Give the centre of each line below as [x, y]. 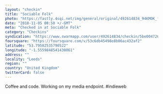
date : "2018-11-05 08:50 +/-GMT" [39, 23]
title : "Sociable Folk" [29, 14]
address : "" [17, 55]
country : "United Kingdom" [32, 68]
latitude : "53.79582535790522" [37, 46]
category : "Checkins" [27, 32]
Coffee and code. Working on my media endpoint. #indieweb [66, 86]
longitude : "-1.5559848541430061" [40, 50]
